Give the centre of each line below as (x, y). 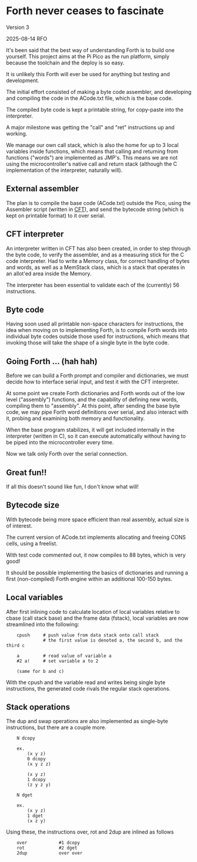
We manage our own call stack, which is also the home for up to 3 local (92, 145)
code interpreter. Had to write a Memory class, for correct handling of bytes (98, 261)
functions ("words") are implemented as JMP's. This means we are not (92, 157)
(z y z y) (39, 785)
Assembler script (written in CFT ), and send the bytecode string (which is (95, 209)
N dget (25, 795)
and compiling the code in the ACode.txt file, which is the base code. (90, 98)
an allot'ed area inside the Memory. (49, 274)
